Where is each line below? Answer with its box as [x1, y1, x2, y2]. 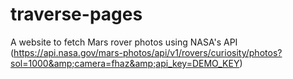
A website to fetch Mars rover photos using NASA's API [10, 36, 238, 48]
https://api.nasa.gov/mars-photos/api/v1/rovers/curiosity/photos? [13, 46, 283, 58]
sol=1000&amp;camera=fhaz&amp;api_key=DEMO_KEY [10, 57, 240, 69]
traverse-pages [10, 3, 143, 26]
